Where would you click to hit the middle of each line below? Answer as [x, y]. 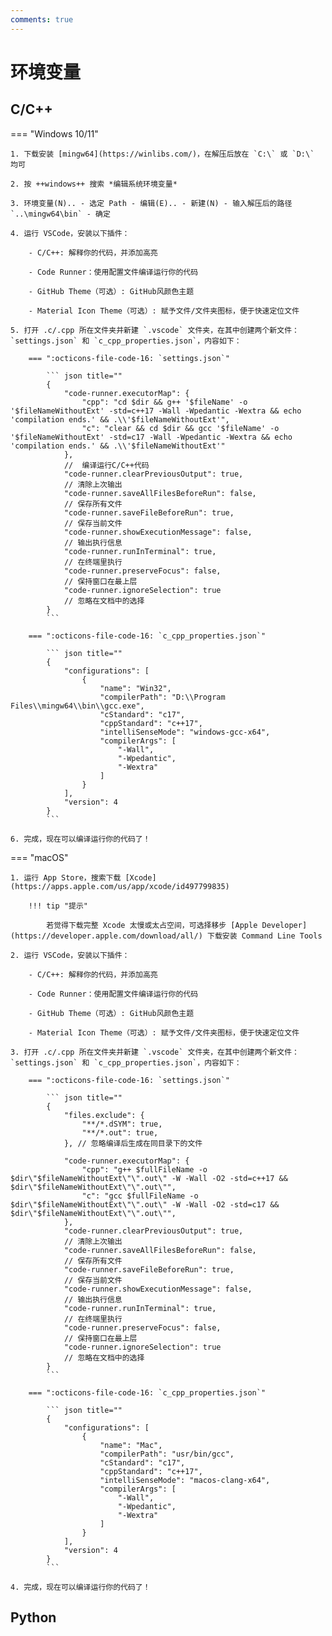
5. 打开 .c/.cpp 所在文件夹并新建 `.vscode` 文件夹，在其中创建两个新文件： [155, 330]
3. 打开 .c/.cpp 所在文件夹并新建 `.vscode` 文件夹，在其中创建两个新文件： [155, 1052]
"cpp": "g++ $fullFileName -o [144, 1169]
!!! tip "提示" [58, 906]
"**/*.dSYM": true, [122, 1124]
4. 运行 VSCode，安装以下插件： [70, 233]
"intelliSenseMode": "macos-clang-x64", [185, 1480]
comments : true [42, 19]
